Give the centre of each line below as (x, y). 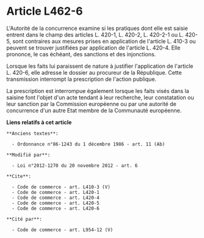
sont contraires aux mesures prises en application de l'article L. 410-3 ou (104, 41)
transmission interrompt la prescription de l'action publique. (82, 79)
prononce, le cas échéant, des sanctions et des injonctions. (81, 54)
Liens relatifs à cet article (39, 122)
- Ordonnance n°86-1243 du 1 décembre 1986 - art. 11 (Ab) (89, 144)
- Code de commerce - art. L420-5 (56, 203)
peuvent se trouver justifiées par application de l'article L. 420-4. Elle (93, 48)
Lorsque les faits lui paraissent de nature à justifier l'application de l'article (100, 66)
